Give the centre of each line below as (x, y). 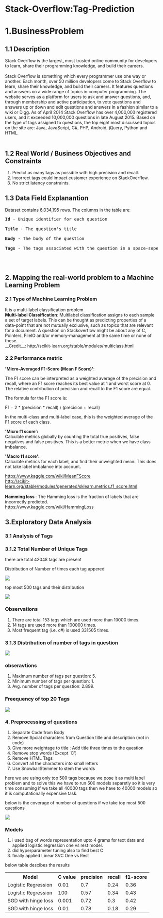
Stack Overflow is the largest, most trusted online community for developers (81, 61)
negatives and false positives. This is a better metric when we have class (78, 442)
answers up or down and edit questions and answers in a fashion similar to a (81, 107)
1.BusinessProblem (44, 31)
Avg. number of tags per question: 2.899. (53, 686)
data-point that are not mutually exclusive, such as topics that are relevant (79, 325)
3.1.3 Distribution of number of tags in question (62, 643)
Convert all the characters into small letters (55, 763)
